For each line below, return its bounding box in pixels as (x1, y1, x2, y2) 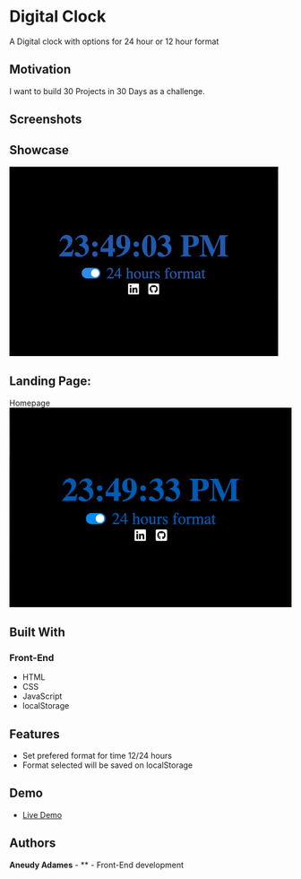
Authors (9, 836, 56, 851)
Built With (9, 624, 65, 640)
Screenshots (9, 112, 82, 127)
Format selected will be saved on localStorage (21, 760, 193, 770)
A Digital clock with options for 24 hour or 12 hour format (9, 36, 219, 47)
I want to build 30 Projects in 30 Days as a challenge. (9, 85, 205, 96)
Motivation (9, 62, 72, 77)
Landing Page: (9, 374, 91, 389)
